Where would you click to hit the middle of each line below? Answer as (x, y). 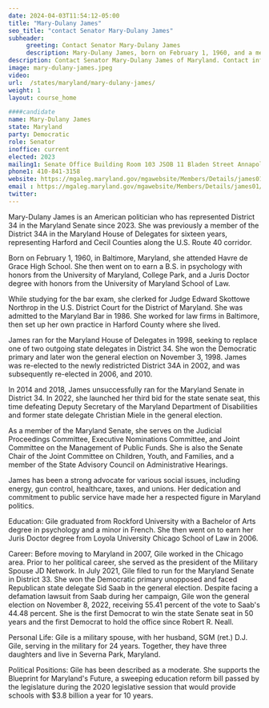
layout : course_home (43, 98)
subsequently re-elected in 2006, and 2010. (80, 374)
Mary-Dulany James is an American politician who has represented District (132, 216)
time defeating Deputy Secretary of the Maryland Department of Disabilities (133, 406)
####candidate (32, 112)
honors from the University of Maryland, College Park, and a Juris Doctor (129, 275)
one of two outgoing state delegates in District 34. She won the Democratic (132, 348)
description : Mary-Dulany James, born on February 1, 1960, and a (139, 53)
